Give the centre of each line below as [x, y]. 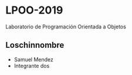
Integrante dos [32, 66]
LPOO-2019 [34, 10]
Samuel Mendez [34, 59]
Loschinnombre [35, 45]
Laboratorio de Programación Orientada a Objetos [66, 27]
